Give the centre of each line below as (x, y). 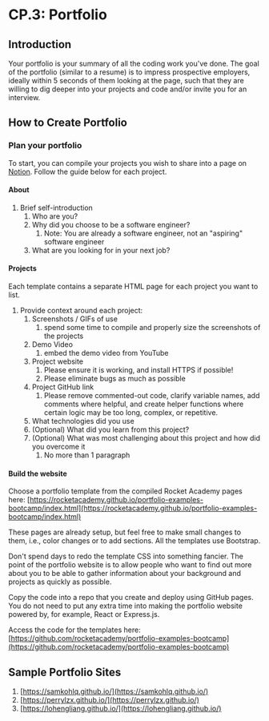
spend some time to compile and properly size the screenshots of (152, 328)
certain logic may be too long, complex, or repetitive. (131, 413)
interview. (24, 97)
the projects (64, 336)
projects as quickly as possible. (60, 582)
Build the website (38, 473)
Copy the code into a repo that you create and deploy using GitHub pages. (131, 598)
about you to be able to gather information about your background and (125, 574)
